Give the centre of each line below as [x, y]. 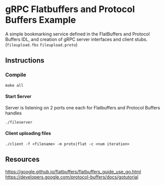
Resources [22, 160]
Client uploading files [28, 133]
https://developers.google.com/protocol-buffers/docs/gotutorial [72, 177]
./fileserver [19, 122]
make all [14, 85]
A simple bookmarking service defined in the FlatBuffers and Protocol [77, 34]
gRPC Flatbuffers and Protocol [70, 9]
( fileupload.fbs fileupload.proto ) [41, 44]
